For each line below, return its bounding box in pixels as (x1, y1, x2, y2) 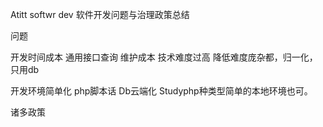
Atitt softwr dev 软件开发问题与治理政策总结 (10, 9, 190, 20)
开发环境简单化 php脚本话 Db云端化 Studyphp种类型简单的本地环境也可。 (10, 85, 313, 97)
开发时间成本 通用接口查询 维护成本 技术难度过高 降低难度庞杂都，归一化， (10, 51, 318, 63)
